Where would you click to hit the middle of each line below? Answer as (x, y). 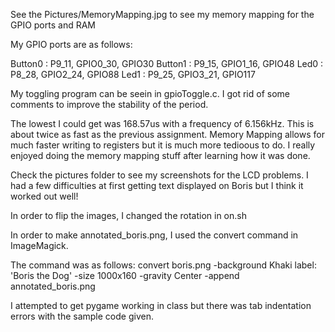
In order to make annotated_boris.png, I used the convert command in (154, 235)
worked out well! (44, 196)
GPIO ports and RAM (53, 25)
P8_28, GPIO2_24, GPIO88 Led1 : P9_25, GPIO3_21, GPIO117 (133, 74)
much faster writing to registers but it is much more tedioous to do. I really (163, 145)
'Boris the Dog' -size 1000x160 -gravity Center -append (125, 275)
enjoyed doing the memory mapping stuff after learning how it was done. (160, 155)
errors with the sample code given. (82, 316)
